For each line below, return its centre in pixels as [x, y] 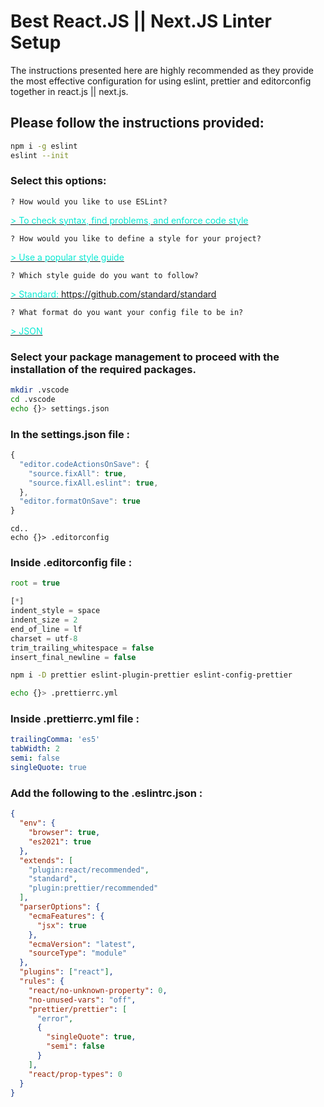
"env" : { [37, 823]
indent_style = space [55, 611]
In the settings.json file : [70, 434]
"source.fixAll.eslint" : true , [93, 483]
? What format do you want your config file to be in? [127, 312]
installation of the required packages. [103, 369]
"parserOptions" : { [60, 907]
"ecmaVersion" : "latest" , [82, 944]
